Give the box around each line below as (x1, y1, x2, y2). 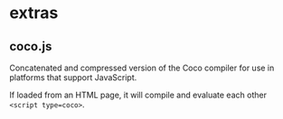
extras (9, 3, 59, 23)
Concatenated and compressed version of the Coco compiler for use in (9, 62, 275, 73)
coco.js (9, 39, 52, 54)
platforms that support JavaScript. (9, 72, 137, 83)
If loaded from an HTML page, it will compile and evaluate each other (9, 89, 267, 100)
